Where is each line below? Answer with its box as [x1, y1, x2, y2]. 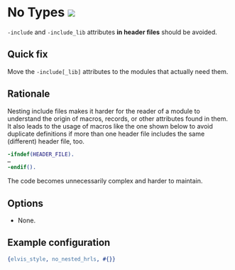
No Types [7, 4, 65, 21]
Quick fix [7, 48, 48, 60]
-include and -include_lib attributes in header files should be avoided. [7, 28, 218, 36]
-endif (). [7, 164, 37, 171]
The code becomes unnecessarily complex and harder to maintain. [7, 177, 203, 185]
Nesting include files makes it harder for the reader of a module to [7, 107, 200, 115]
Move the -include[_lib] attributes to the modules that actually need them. [7, 67, 229, 75]
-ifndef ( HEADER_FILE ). [7, 151, 75, 158]
